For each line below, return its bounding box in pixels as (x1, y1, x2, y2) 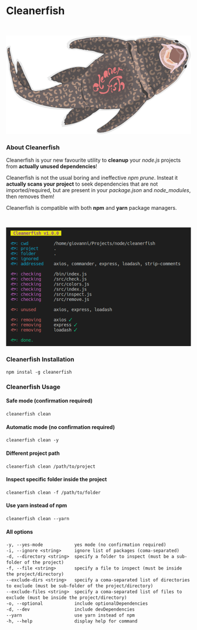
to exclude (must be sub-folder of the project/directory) (6, 583, 154, 589)
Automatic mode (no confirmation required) (6, 423, 116, 430)
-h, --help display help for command (6, 618, 138, 624)
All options (6, 528, 33, 535)
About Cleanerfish (6, 143, 60, 151)
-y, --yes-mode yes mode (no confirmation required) (6, 542, 167, 548)
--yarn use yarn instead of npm (6, 612, 135, 618)
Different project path (6, 450, 60, 457)
